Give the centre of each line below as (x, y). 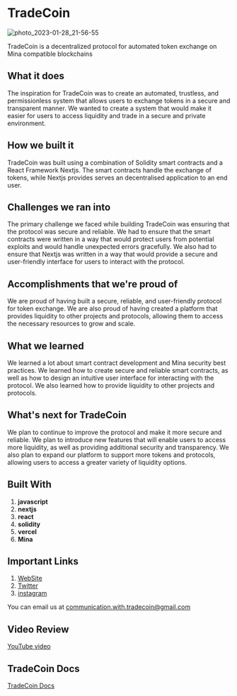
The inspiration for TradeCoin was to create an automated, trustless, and (113, 93)
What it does (36, 76)
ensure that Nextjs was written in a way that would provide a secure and (112, 254)
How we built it (41, 145)
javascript (33, 501)
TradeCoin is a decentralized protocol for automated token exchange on (112, 46)
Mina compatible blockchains (50, 54)
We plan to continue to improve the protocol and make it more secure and (115, 432)
